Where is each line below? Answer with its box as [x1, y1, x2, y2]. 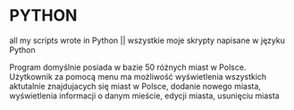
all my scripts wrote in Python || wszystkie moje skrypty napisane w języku [9, 35, 286, 46]
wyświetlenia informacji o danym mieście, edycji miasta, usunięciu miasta [9, 90, 280, 101]
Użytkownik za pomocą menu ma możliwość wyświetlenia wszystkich [9, 71, 267, 81]
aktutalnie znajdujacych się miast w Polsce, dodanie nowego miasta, [9, 80, 262, 91]
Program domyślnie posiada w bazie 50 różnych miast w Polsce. [9, 62, 247, 72]
